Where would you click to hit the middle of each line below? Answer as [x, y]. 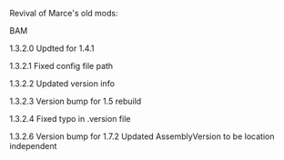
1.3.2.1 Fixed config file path [61, 66]
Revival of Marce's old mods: [64, 13]
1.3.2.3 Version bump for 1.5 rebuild [76, 101]
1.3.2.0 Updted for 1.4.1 [52, 48]
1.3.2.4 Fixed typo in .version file [70, 119]
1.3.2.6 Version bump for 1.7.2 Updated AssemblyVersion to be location [142, 136]
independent [33, 146]
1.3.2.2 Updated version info [62, 84]
